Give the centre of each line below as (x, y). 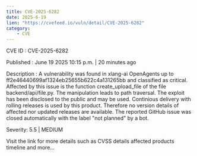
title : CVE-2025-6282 (33, 12)
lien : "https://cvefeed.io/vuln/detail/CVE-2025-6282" (75, 23)
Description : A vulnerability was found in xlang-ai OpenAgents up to (90, 74)
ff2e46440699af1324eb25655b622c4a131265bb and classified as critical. (97, 80)
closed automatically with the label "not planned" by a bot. (78, 118)
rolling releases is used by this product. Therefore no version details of (93, 105)
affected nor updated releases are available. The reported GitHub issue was (99, 112)
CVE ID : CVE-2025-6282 (37, 51)
